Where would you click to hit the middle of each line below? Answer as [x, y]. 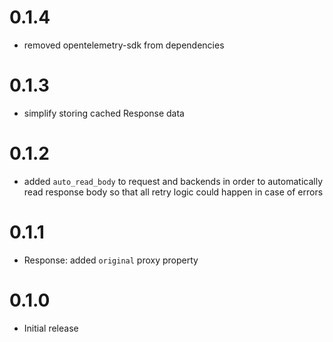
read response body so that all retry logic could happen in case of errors [173, 192]
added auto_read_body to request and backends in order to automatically [173, 181]
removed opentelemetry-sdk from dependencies [124, 45]
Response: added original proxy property [111, 260]
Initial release [51, 328]
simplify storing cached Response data [104, 113]
